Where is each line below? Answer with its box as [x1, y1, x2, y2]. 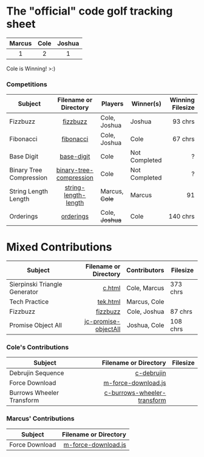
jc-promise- [84, 317, 121, 326]
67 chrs [172, 135, 195, 143]
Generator [9, 288, 38, 296]
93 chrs [172, 117, 195, 126]
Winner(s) [131, 100, 162, 108]
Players [101, 100, 124, 108]
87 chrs [169, 308, 192, 316]
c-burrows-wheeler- [104, 388, 166, 397]
